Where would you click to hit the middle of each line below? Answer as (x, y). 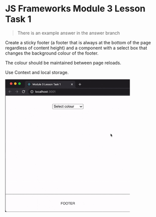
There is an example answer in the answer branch (69, 33)
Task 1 (18, 19)
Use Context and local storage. (37, 72)
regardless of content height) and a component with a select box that (76, 48)
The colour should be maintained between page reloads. (63, 63)
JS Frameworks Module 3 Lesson (75, 9)
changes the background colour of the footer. (52, 53)
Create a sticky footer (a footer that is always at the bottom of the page (78, 42)
